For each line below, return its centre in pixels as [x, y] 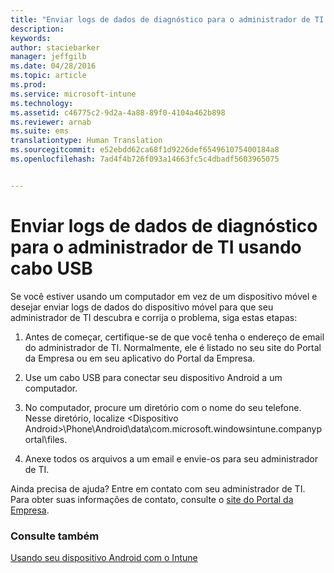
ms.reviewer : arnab [51, 122]
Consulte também [55, 536]
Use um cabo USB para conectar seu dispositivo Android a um [153, 377]
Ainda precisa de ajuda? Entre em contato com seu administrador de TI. [158, 488]
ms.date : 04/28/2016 [53, 66]
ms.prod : [28, 85]
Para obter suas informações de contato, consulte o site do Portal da [152, 499]
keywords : [31, 38]
